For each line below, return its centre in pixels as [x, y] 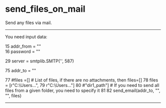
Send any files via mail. [29, 23]
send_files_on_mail [45, 9]
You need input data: [26, 37]
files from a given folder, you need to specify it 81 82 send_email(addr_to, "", [83, 90]
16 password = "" [23, 51]
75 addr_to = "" [21, 70]
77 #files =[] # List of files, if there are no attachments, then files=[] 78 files [82, 80]
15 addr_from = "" [23, 46]
